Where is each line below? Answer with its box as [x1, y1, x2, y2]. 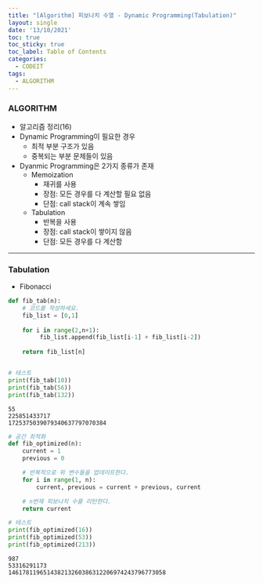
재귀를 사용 [42, 179, 77, 188]
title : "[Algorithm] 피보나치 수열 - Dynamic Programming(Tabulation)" [8, 11, 237, 20]
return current [22, 505, 72, 512]
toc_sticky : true [8, 41, 65, 49]
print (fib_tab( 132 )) [8, 391, 76, 399]
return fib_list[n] [22, 348, 86, 356]
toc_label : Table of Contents [8, 48, 107, 56]
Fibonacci [19, 282, 52, 291]
